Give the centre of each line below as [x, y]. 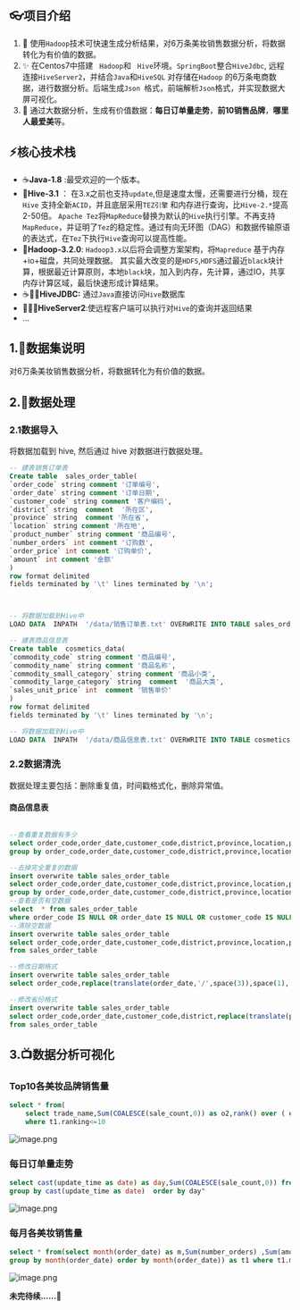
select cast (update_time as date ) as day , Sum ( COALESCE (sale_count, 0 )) [143, 1182]
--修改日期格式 [33, 967]
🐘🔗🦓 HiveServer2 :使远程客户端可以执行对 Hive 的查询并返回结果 [137, 307]
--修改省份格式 [33, 999]
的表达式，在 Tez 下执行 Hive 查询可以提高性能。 [107, 238]
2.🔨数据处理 [42, 402]
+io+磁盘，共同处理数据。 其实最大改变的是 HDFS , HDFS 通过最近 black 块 [149, 260]
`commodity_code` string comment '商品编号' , [93, 657]
